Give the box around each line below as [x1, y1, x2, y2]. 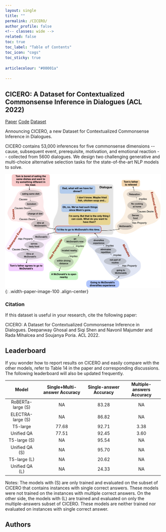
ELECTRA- [10, 411, 33, 417]
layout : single [5, 8, 37, 13]
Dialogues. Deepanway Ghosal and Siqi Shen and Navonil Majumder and [5, 327, 153, 333]
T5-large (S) [8, 437, 35, 443]
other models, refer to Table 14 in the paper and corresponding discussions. [5, 365, 160, 371]
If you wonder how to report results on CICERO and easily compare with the [5, 360, 160, 366]
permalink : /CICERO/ [5, 18, 48, 23]
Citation [5, 301, 25, 307]
